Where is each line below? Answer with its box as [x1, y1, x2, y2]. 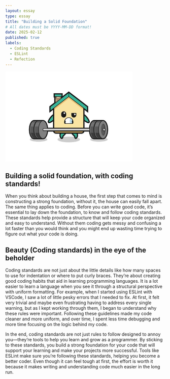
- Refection [10, 57, 36, 62]
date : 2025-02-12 [5, 30, 42, 35]
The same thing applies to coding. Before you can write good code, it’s [5, 204, 153, 210]
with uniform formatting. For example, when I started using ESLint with [5, 289, 152, 295]
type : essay [5, 13, 30, 19]
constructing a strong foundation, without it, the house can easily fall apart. [5, 199, 162, 205]
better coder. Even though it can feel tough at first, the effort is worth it [5, 358, 153, 364]
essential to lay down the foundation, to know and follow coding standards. [5, 209, 162, 215]
